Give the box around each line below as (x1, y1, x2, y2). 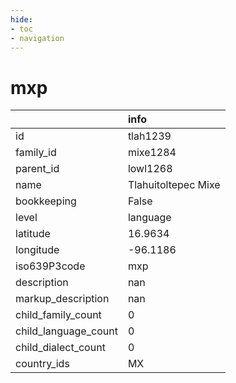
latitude (15, 227, 51, 241)
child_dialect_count (15, 341, 106, 355)
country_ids (15, 357, 70, 371)
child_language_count (15, 324, 118, 338)
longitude (15, 243, 60, 257)
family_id (15, 146, 57, 160)
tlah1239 (127, 129, 172, 143)
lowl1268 (127, 162, 173, 176)
